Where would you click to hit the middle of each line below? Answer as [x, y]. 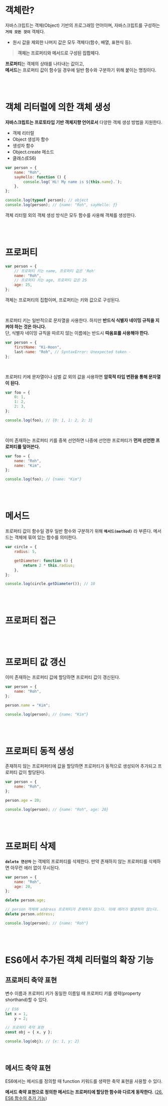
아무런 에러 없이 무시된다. [35, 868]
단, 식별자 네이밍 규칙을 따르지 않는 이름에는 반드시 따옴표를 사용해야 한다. [77, 333]
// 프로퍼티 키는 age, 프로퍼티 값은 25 [51, 280]
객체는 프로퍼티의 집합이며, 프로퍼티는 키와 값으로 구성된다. [63, 300]
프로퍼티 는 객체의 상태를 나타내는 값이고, [45, 63]
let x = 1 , [17, 1014]
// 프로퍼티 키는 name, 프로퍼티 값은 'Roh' [55, 271]
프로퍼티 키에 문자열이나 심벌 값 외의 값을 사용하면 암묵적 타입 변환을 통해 [76, 376]
